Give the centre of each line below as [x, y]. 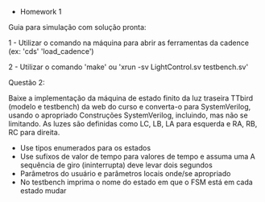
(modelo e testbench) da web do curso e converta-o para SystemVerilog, [130, 107]
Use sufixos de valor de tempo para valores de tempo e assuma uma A [137, 157]
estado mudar [43, 191]
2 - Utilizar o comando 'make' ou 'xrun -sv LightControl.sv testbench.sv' [128, 67]
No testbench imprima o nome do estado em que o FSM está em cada [137, 182]
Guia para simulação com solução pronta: [77, 27]
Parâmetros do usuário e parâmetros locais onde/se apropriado [125, 173]
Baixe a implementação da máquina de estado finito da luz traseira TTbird [131, 98]
